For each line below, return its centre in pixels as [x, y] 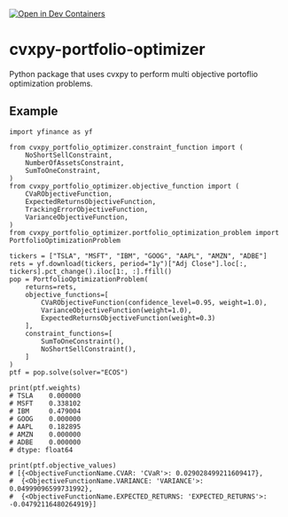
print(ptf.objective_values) [63, 466]
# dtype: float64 [41, 450]
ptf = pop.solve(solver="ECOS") [69, 372]
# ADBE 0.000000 [45, 442]
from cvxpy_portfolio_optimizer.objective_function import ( [125, 186]
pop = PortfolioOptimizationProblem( [79, 279]
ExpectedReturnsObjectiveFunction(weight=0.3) [128, 318]
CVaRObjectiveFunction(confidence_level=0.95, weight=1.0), [154, 302]
